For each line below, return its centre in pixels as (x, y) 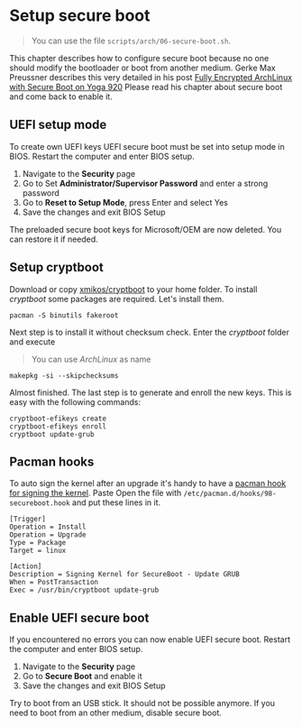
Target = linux (38, 551)
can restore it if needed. (54, 239)
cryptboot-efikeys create (58, 419)
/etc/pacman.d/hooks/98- (230, 494)
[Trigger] (28, 520)
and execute (32, 341)
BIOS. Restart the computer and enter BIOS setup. (102, 156)
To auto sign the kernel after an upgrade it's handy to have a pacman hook (148, 483)
